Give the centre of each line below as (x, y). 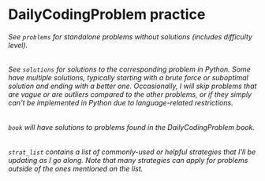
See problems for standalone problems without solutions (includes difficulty (130, 36)
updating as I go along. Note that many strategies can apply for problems (128, 160)
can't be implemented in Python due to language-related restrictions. (121, 103)
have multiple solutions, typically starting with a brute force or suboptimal (128, 78)
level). (18, 45)
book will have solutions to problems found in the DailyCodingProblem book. (131, 127)
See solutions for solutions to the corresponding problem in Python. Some (129, 69)
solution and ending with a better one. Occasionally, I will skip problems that (132, 86)
